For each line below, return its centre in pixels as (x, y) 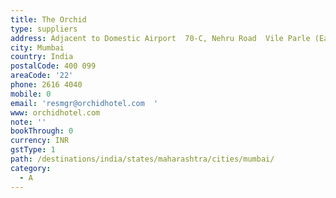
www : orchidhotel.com (55, 112)
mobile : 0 (31, 94)
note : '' (28, 122)
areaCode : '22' (42, 76)
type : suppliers (44, 29)
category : (31, 168)
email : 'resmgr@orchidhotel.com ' (84, 103)
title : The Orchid (48, 19)
